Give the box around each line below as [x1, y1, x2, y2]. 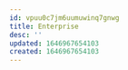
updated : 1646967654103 [9, 38, 100, 48]
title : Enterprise [9, 22, 79, 31]
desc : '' [9, 30, 43, 39]
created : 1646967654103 [9, 47, 100, 56]
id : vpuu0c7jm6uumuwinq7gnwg [9, 13, 120, 23]
